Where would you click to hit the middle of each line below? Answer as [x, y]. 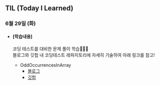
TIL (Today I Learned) [39, 8]
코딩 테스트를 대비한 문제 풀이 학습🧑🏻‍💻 [51, 49]
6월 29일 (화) [21, 24]
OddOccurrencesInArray [46, 65]
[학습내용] [22, 36]
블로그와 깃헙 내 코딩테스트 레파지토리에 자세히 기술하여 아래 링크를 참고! [84, 55]
